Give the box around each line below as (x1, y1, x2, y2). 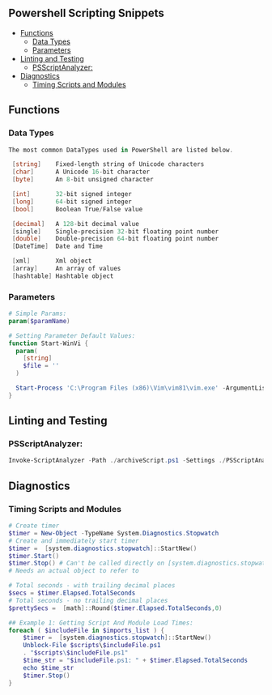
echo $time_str (23, 663, 74, 672)
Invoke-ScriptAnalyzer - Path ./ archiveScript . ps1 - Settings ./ (8, 457, 227, 465)
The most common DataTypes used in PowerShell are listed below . (8, 146, 233, 154)
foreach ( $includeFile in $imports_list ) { (8, 626, 164, 634)
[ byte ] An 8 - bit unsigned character (11, 176, 154, 184)
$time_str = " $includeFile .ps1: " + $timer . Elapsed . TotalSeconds (23, 656, 249, 665)
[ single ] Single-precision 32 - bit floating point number (11, 227, 219, 236)
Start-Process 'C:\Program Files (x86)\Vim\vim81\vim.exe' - (15, 384, 227, 392)
